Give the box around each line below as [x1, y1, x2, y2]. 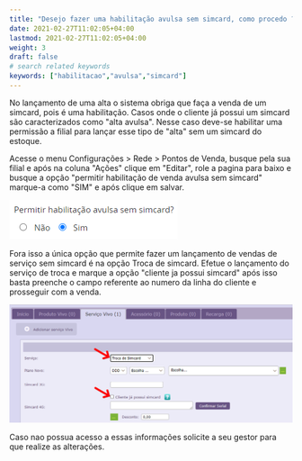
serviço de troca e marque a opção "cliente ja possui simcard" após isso [9, 267, 278, 278]
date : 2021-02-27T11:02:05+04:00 [9, 23, 135, 33]
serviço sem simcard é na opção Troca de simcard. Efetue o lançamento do [9, 258, 289, 268]
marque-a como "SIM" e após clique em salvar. [9, 181, 184, 193]
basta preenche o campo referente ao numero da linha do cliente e [9, 276, 257, 287]
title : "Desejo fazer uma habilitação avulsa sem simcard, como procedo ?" [9, 14, 299, 23]
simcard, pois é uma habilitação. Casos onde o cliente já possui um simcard [9, 106, 290, 117]
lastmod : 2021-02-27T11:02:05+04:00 [9, 33, 147, 42]
